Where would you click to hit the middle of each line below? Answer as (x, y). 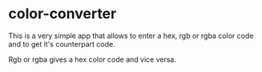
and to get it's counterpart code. (62, 44)
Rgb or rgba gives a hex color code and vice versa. (92, 59)
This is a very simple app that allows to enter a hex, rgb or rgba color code (131, 36)
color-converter (62, 14)
